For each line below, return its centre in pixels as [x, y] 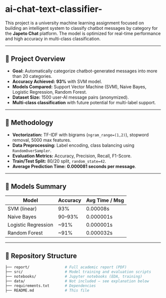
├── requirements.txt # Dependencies [51, 286]
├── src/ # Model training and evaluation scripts [78, 272]
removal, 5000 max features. [42, 140]
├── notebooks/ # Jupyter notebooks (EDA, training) [74, 276]
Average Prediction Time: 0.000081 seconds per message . [74, 166]
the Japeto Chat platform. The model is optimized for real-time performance [83, 33]
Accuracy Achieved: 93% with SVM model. [57, 81]
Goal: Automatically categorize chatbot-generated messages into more [85, 71]
